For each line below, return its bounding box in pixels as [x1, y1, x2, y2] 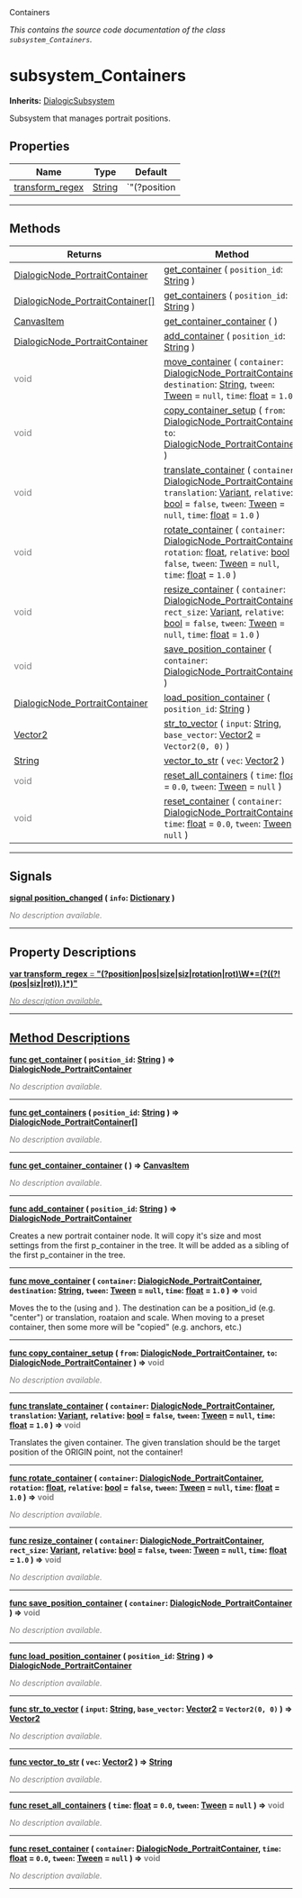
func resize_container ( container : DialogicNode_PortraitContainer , [9, 1535, 265, 1546]
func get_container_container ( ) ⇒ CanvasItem [9, 1160, 190, 1171]
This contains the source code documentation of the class [9, 24, 226, 35]
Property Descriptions [9, 944, 137, 960]
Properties [9, 139, 70, 154]
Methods [9, 221, 61, 236]
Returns [67, 248, 102, 260]
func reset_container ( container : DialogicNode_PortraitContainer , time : [9, 1843, 281, 1854]
